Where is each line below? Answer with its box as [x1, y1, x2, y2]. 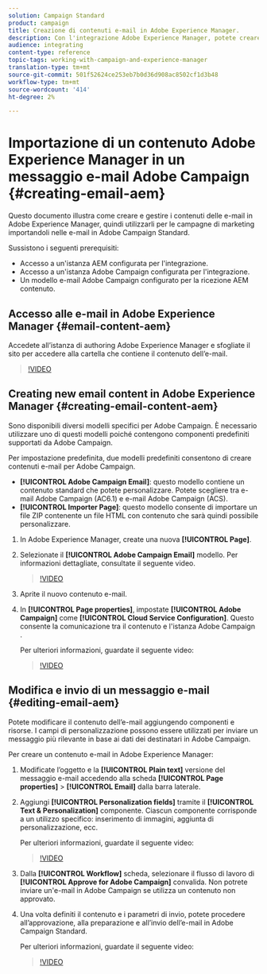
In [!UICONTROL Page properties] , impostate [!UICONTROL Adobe [19, 605, 242, 614]
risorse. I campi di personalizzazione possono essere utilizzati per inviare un [8, 725, 258, 735]
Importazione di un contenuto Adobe [8, 134, 256, 152]
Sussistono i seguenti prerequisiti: [8, 243, 119, 253]
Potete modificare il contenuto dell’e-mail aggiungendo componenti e [8, 717, 235, 727]
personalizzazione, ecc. [19, 822, 98, 832]
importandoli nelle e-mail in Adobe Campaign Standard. [8, 228, 191, 238]
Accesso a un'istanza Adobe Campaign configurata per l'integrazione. [19, 267, 250, 276]
